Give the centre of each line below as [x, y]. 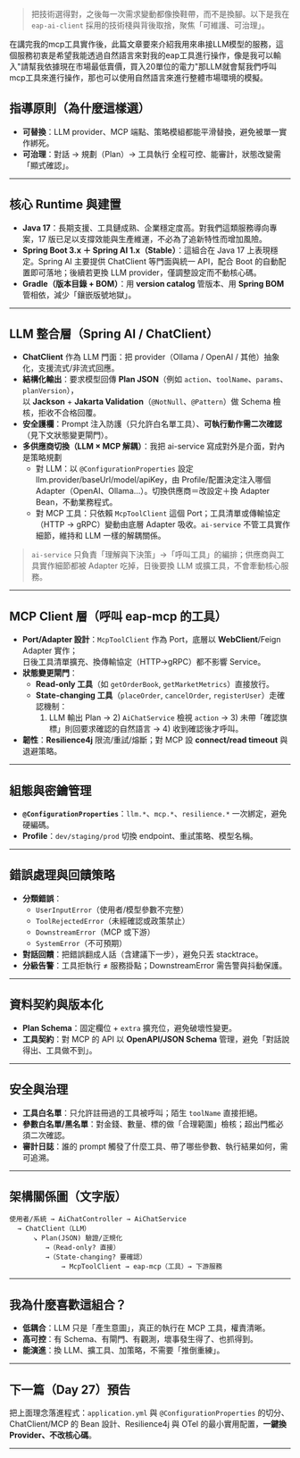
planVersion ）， [50, 390]
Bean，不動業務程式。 [76, 502]
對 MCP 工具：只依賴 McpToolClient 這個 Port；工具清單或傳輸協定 [158, 514]
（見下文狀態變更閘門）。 [67, 435]
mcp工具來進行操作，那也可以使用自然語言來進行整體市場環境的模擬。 [138, 78]
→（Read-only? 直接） [83, 1248]
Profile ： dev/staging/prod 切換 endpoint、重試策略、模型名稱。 [140, 836]
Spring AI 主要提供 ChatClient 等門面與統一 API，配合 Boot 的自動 [158, 261]
